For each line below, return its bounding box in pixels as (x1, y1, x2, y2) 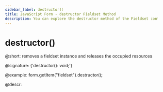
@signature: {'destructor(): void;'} (5, 63, 73, 69)
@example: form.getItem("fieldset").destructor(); (5, 72, 103, 78)
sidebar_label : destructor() (5, 7, 64, 12)
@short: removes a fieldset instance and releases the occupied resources (5, 53, 153, 59)
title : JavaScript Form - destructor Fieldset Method (5, 12, 116, 17)
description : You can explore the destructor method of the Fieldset (5, 16, 149, 21)
